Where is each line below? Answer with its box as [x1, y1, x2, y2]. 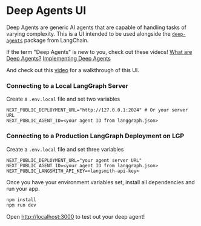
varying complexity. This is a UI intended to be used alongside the [6, 30, 171, 37]
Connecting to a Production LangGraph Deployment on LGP [6, 131, 185, 140]
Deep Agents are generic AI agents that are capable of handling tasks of [6, 24, 186, 31]
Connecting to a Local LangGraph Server [6, 81, 128, 90]
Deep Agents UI [6, 4, 87, 18]
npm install [6, 196, 36, 203]
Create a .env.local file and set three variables [6, 145, 124, 153]
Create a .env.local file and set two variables [6, 95, 120, 103]
